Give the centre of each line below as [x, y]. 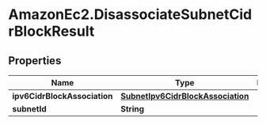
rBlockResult [51, 31]
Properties [35, 61]
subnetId [29, 109]
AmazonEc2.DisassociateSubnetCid [130, 15]
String [133, 109]
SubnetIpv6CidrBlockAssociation [185, 96]
